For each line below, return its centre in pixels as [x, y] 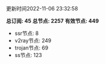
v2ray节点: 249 [33, 40]
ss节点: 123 [28, 55]
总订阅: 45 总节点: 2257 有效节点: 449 [52, 21]
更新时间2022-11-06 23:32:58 [42, 8]
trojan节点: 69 [31, 48]
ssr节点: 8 [27, 33]
